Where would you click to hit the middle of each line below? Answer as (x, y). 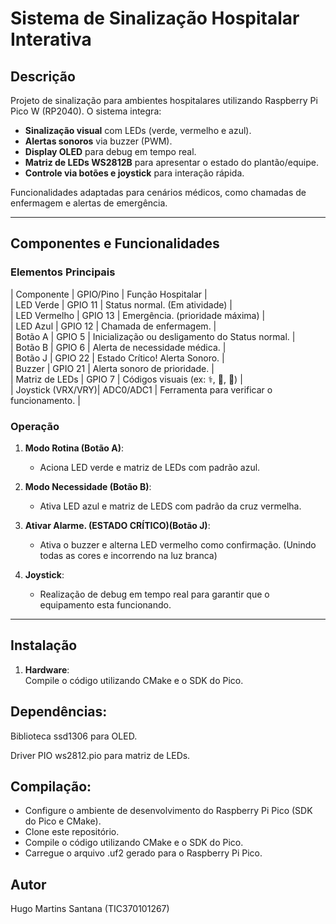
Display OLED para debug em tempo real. (110, 151)
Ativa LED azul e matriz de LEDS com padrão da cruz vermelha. (170, 506)
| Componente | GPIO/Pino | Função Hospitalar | (109, 294)
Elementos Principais (63, 272)
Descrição (43, 76)
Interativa (51, 39)
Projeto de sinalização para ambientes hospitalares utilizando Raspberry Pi (164, 100)
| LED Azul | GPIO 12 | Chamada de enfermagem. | (113, 326)
